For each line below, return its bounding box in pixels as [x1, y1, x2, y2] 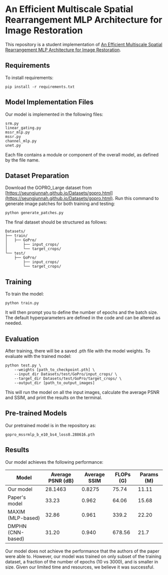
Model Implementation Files [5, 98, 94, 106]
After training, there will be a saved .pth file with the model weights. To [5, 348, 150, 354]
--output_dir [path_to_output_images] [14, 380, 95, 386]
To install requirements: [5, 74, 53, 81]
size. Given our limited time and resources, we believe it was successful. [5, 564, 154, 570]
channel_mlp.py [5, 138, 37, 143]
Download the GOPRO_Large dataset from [5, 184, 92, 191]
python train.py [5, 301, 39, 306]
